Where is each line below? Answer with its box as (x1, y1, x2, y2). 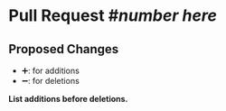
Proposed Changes (8, 42, 119, 57)
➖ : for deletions (21, 76, 80, 86)
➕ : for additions (21, 65, 80, 76)
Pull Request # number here (8, 5, 218, 26)
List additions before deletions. (8, 94, 128, 104)
